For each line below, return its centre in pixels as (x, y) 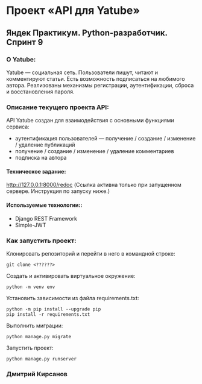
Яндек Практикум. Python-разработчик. (87, 33)
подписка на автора (41, 158)
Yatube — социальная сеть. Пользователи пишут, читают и (82, 72)
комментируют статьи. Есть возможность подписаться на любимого (96, 78)
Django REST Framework (46, 218)
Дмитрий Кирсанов (37, 374)
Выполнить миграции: (35, 326)
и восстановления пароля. (40, 92)
